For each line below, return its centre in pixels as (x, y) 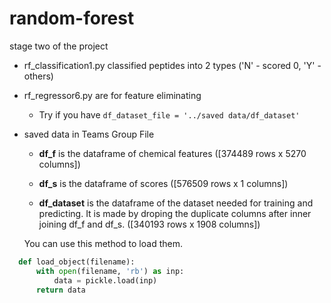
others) (38, 76)
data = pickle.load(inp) (105, 280)
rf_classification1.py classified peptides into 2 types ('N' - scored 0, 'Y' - (172, 65)
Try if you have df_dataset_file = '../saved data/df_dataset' (169, 114)
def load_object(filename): (77, 262)
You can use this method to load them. (103, 243)
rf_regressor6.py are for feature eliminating (112, 95)
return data (60, 290)
